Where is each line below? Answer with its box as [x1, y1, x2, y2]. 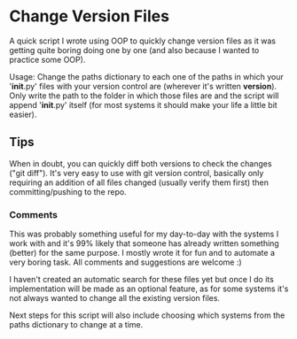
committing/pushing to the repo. [9, 186, 127, 196]
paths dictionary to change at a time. [9, 320, 144, 330]
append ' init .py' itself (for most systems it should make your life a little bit [9, 99, 277, 110]
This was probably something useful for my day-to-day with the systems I [9, 228, 279, 240]
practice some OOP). [9, 54, 86, 65]
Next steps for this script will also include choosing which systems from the [9, 310, 285, 320]
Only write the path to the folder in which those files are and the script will [9, 90, 279, 101]
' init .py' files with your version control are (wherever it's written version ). [9, 81, 277, 91]
